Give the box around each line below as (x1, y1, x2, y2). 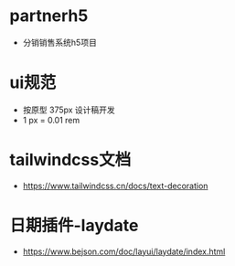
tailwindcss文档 (9, 150, 132, 170)
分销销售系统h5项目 (22, 37, 98, 48)
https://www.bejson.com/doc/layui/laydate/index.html (22, 246, 226, 257)
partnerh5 (9, 5, 89, 27)
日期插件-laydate (9, 216, 139, 236)
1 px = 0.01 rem (22, 114, 80, 125)
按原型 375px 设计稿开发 (22, 104, 116, 115)
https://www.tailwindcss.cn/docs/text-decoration (22, 180, 208, 191)
